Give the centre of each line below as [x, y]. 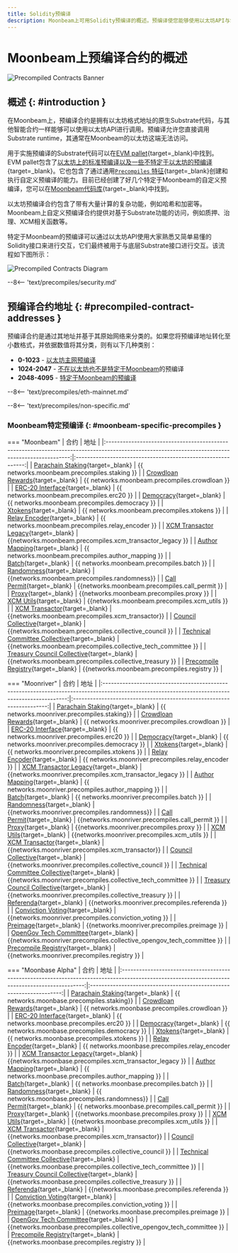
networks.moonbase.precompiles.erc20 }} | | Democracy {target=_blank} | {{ [119, 1024]
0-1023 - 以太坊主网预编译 [57, 360]
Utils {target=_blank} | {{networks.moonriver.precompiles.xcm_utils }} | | [112, 835]
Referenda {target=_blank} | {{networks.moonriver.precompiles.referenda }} [117, 903]
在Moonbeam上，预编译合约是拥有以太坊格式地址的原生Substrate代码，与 [116, 121]
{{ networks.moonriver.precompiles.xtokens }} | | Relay [87, 752]
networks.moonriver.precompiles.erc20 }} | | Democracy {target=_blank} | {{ [118, 737]
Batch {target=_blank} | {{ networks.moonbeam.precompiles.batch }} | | [111, 563]
